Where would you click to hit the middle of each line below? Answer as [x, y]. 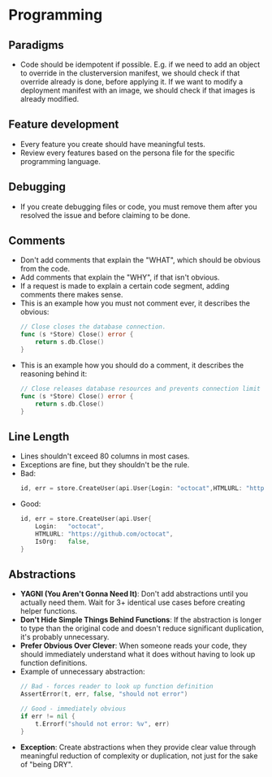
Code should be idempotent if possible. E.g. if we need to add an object [140, 64]
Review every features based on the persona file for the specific [127, 153]
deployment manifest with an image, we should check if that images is [138, 90]
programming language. [60, 161]
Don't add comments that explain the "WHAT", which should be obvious [140, 260]
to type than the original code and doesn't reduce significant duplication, [142, 628]
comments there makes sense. [71, 295]
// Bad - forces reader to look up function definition [117, 687]
